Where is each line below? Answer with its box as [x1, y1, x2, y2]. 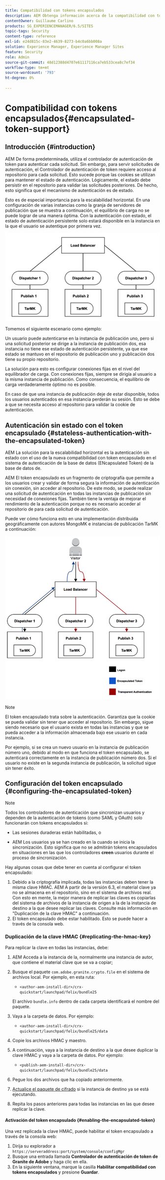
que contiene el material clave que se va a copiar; [12, 959, 113, 965]
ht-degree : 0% [5, 75, 34, 81]
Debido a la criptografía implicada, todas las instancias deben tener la [12, 879, 154, 885]
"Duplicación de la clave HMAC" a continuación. [12, 911, 110, 917]
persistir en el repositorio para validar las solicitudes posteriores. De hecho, [5, 182, 158, 188]
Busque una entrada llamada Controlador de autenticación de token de [12, 1153, 158, 1159]
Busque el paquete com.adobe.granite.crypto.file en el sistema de [12, 969, 150, 975]
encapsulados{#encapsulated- [5, 113, 135, 124]
